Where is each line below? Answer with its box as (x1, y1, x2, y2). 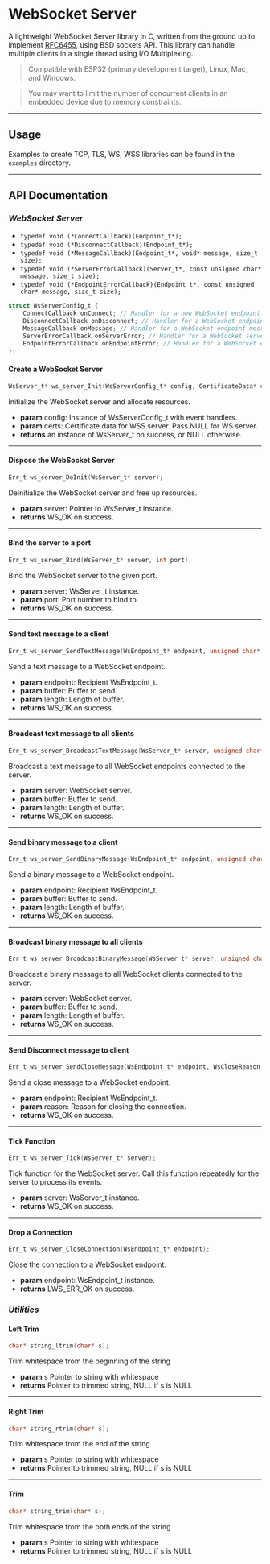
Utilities (8, 1304, 39, 1315)
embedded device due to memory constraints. (27, 97, 182, 106)
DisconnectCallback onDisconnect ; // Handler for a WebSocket (22, 317, 235, 325)
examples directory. (8, 158, 71, 168)
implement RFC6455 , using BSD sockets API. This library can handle (8, 39, 235, 49)
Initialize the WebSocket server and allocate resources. (8, 396, 190, 407)
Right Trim (8, 1406, 44, 1416)
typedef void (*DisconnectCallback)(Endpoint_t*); (19, 241, 194, 250)
